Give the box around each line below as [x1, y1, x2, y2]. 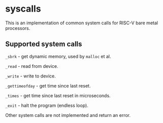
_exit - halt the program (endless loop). [5, 102, 89, 108]
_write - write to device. [5, 73, 56, 79]
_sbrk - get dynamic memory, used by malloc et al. [5, 53, 111, 59]
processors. [5, 25, 30, 31]
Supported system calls [5, 40, 82, 49]
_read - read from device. [5, 63, 58, 69]
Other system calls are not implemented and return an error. [5, 112, 131, 118]
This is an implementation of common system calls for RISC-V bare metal [5, 20, 158, 26]
